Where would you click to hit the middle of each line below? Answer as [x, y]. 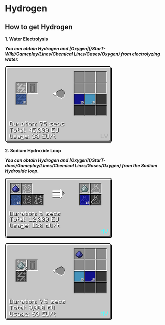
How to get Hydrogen [39, 27]
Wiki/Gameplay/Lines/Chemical [39, 54]
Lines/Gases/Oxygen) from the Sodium [116, 165]
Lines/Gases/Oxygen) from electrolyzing [117, 54]
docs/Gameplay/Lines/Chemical [40, 165]
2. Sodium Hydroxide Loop [33, 151]
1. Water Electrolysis [27, 39]
